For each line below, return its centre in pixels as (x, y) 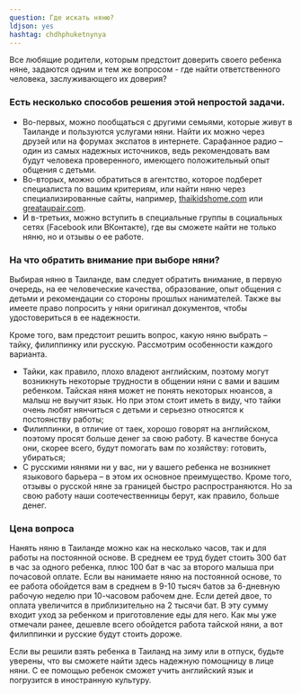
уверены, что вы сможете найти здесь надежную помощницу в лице (142, 661)
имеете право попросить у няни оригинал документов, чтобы (128, 307)
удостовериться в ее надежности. (75, 317)
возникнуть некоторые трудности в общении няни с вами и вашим (151, 381)
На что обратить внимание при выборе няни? (115, 260)
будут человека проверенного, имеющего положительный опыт (146, 160)
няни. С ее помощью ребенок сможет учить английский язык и (132, 671)
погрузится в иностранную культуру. (80, 681)
